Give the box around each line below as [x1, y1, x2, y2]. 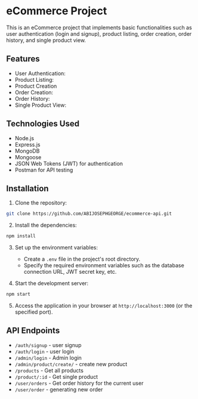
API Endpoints [6, 326, 60, 336]
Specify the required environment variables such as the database [23, 262, 185, 269]
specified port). [14, 308, 53, 316]
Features [6, 54, 40, 64]
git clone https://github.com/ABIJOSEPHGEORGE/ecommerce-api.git [6, 211, 172, 217]
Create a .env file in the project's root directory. [23, 255, 141, 263]
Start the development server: [14, 280, 89, 287]
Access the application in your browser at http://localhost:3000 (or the [14, 302, 193, 309]
